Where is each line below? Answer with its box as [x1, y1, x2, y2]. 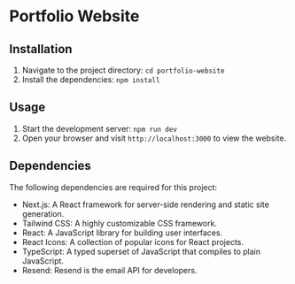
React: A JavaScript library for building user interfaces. [21, 227, 223, 238]
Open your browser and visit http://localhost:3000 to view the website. [21, 133, 287, 143]
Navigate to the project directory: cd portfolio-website [21, 65, 225, 75]
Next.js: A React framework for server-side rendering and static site [21, 199, 270, 210]
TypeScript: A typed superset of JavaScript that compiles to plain [21, 246, 261, 257]
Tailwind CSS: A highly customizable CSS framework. [21, 218, 217, 228]
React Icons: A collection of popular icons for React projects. [21, 236, 245, 247]
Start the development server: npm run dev [21, 123, 177, 134]
